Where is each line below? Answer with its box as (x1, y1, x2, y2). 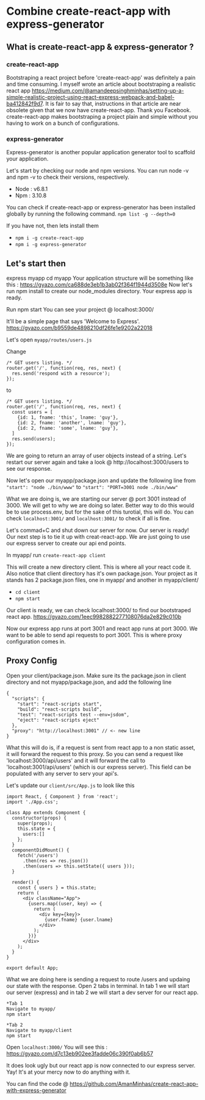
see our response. (6, 465, 52, 472)
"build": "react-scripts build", (17, 706, 103, 713)
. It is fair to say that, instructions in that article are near (42, 100, 181, 107)
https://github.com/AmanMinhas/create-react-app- (70, 1080, 199, 1087)
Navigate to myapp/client (6, 1027, 72, 1033)
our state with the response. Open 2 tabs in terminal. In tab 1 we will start (6, 982, 190, 989)
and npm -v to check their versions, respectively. (6, 173, 130, 181)
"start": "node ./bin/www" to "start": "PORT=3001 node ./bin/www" (6, 483, 179, 490)
